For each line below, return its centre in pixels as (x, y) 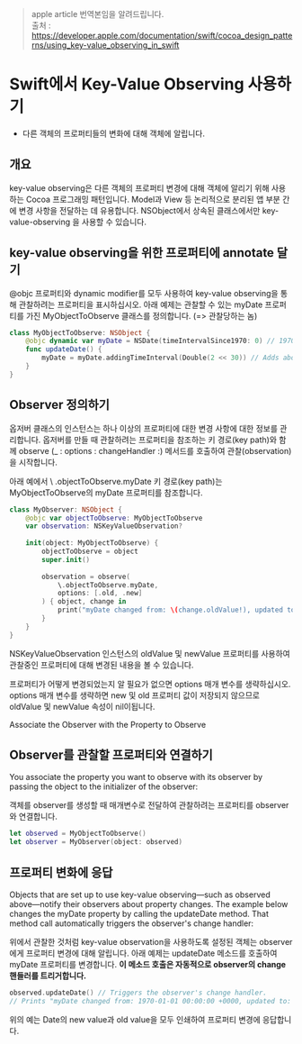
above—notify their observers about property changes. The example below (149, 904)
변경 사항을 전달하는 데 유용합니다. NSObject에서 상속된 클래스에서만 (139, 210)
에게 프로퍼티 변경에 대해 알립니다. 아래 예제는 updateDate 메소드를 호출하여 (143, 953)
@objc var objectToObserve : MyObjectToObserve (114, 518)
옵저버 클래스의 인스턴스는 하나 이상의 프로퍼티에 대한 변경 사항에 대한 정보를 (144, 428)
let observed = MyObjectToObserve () (78, 834)
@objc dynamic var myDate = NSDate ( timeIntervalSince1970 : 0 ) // (151, 341)
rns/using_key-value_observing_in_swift (105, 45)
